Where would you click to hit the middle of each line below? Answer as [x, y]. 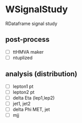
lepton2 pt [24, 92]
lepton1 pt [23, 86]
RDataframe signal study [31, 23]
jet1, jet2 [22, 104]
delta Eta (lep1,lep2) [34, 97]
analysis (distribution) [42, 74]
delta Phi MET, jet [31, 109]
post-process [27, 40]
